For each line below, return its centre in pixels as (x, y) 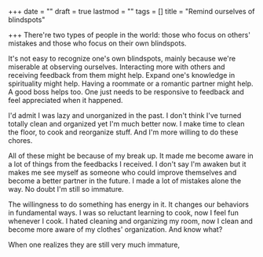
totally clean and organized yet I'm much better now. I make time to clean (126, 124)
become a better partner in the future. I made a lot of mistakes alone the (125, 181)
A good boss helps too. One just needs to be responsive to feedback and (126, 92)
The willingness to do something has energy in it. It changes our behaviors (129, 204)
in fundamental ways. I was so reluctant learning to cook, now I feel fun (124, 213)
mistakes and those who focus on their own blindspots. (97, 43)
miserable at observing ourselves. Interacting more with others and (117, 67)
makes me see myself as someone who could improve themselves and (122, 173)
